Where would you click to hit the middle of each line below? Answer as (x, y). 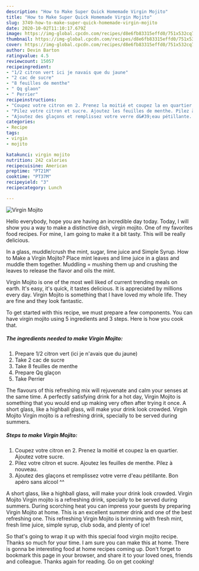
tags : (13, 133)
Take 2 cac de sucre (40, 360)
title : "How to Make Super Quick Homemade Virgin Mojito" (79, 17)
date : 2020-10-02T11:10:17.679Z (46, 28)
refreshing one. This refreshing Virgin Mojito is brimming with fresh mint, (95, 518)
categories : (21, 122)
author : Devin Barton (33, 50)
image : (14, 34)
